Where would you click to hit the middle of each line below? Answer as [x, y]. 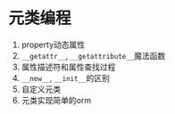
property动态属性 [53, 45]
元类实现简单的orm [56, 100]
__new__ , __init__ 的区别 [66, 77]
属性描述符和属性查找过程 [68, 67]
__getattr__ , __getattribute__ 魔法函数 [93, 55]
